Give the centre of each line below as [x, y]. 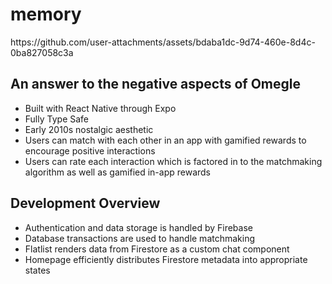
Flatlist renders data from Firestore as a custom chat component [157, 249]
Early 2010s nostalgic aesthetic [89, 129]
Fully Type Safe [57, 119]
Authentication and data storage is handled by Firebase [138, 227]
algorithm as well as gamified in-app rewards [118, 172]
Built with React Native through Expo [100, 108]
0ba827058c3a [42, 52]
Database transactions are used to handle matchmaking [140, 238]
